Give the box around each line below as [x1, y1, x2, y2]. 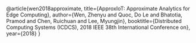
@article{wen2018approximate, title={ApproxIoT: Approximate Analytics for [6, 5, 190, 12]
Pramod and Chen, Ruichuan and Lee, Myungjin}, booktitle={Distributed [6, 18, 182, 24]
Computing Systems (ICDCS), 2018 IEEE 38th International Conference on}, [6, 24, 191, 31]
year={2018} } [6, 30, 40, 37]
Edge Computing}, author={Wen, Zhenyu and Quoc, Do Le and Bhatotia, [6, 11, 183, 18]
